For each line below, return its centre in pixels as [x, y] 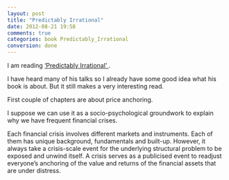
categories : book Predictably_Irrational [68, 39]
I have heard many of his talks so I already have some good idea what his [112, 79]
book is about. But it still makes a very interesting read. [86, 86]
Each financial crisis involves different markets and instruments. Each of [110, 134]
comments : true [29, 33]
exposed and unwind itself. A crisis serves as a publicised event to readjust [114, 156]
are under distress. [34, 171]
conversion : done [32, 46]
